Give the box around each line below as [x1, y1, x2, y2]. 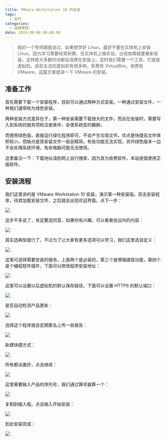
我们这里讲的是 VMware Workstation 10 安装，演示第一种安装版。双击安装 [5, 191, 156, 197]
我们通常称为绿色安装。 [9, 105, 57, 111]
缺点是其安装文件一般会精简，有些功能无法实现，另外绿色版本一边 [26, 138, 161, 144]
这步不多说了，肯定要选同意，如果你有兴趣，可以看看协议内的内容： [5, 217, 144, 223]
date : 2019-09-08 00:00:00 [5, 30, 61, 35]
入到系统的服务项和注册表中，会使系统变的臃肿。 [5, 121, 105, 127]
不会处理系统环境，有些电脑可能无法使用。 [5, 144, 92, 151]
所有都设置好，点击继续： [5, 361, 57, 367]
